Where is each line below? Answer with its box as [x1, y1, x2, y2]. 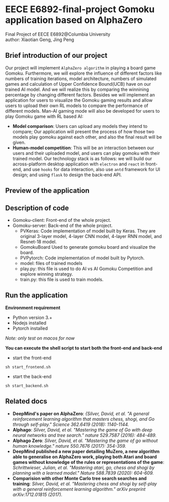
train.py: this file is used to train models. [20, 276, 104, 282]
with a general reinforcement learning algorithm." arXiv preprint [12, 486, 146, 492]
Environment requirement [5, 305, 61, 311]
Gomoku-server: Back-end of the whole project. [12, 222, 113, 228]
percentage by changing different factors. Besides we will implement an [5, 91, 155, 97]
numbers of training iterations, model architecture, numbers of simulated [5, 75, 157, 82]
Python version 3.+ [12, 314, 53, 320]
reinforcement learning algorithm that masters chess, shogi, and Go [12, 416, 155, 422]
